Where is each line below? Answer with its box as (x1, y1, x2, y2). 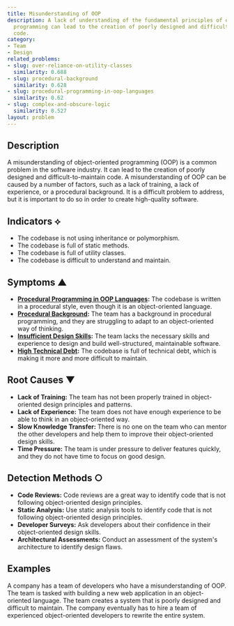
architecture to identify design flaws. (17, 542, 123, 551)
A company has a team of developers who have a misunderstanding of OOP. (7, 581, 227, 590)
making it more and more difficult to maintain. (17, 354, 148, 362)
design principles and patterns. (42, 400, 132, 409)
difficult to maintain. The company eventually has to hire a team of (7, 604, 197, 612)
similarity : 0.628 (13, 82, 68, 89)
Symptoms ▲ (7, 276, 68, 288)
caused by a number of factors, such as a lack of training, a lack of (7, 181, 199, 189)
